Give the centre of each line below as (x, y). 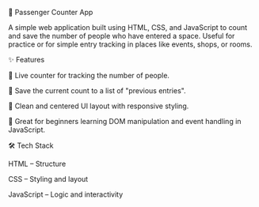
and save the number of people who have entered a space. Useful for (122, 36)
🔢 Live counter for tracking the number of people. (89, 75)
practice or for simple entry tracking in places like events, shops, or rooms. (130, 44)
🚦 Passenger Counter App (51, 12)
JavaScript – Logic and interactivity (66, 194)
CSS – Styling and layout (48, 179)
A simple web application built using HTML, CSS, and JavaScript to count (128, 27)
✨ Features (27, 60)
